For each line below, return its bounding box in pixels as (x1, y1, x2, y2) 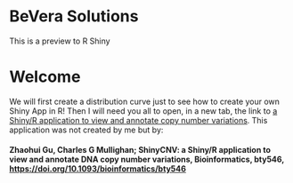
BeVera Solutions (9, 6, 139, 27)
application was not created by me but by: (9, 124, 164, 135)
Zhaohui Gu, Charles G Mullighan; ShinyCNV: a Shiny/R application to (9, 145, 272, 155)
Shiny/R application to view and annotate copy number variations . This (9, 115, 268, 125)
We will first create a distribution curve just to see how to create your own (9, 96, 281, 107)
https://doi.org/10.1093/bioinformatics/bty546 (9, 163, 187, 174)
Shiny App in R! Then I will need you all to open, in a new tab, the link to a (9, 105, 278, 116)
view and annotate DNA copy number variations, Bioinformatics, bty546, (9, 154, 285, 165)
